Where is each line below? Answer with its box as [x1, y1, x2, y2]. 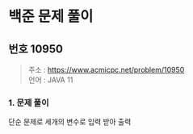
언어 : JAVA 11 [27, 75, 73, 85]
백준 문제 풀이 [8, 7, 94, 26]
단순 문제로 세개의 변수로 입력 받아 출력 [8, 117, 132, 127]
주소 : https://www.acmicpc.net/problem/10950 [27, 65, 185, 74]
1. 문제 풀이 [8, 97, 49, 108]
